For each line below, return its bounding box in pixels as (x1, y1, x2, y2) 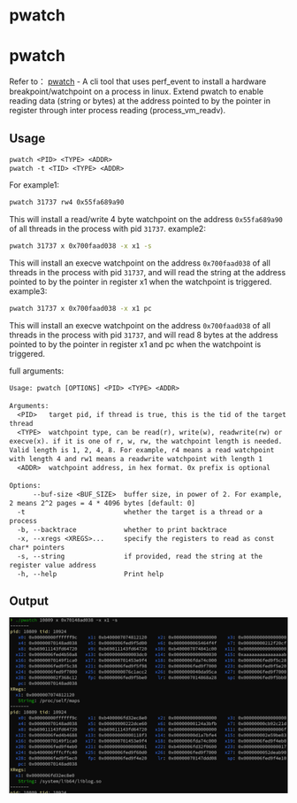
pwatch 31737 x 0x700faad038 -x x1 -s (9, 241, 152, 251)
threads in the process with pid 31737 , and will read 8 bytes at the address (9, 329, 278, 340)
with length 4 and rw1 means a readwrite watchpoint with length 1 (9, 454, 263, 463)
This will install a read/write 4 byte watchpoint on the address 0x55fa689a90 (9, 213, 283, 224)
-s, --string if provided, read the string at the (17, 552, 263, 560)
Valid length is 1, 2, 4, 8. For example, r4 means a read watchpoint (9, 445, 275, 454)
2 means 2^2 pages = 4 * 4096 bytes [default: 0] (9, 498, 196, 507)
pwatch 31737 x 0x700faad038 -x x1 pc (9, 304, 152, 313)
